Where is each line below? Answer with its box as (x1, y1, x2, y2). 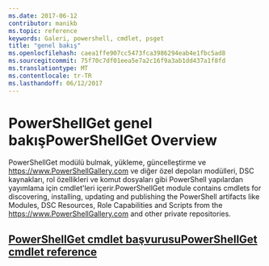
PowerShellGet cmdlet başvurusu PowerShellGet (8, 232, 258, 246)
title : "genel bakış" (8, 42, 82, 50)
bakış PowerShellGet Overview (8, 131, 217, 149)
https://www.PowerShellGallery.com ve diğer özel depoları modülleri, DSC (8, 166, 254, 176)
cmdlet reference (8, 245, 98, 259)
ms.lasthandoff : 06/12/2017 (8, 79, 103, 87)
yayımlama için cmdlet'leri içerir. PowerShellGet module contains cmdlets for (8, 183, 262, 193)
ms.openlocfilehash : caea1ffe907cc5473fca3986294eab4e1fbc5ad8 (8, 49, 226, 57)
